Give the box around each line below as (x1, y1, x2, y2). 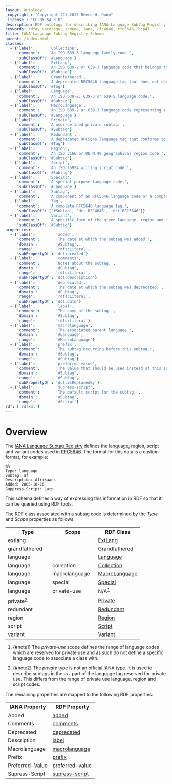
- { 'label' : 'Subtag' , (10, 189, 70, 194)
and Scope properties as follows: (5, 516, 75, 522)
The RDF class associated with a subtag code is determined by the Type (5, 511, 158, 517)
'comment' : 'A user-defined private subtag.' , (16, 122, 125, 127)
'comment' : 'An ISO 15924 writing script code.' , (16, 165, 132, 170)
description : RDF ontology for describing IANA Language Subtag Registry (5, 22, 166, 27)
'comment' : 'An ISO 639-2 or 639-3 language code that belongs (16, 65, 161, 70)
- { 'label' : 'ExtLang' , (10, 60, 72, 65)
